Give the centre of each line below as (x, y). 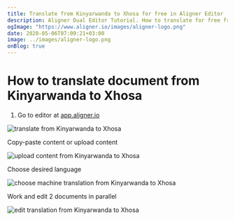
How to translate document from (104, 81)
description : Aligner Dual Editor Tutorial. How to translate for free (114, 20)
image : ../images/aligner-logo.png (59, 40)
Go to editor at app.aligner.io (58, 115)
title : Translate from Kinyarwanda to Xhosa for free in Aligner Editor (115, 14)
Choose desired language (44, 169)
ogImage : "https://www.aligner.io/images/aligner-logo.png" (97, 27)
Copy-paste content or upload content (63, 142)
